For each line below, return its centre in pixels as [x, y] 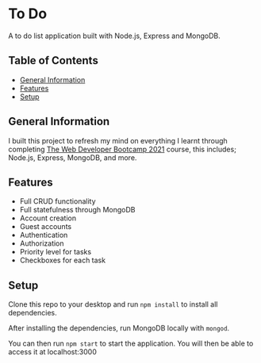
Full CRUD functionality [58, 201]
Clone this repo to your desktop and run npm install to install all [113, 304]
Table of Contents [54, 61]
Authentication [44, 235]
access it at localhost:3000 [53, 352]
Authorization [42, 243]
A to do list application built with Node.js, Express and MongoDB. [114, 36]
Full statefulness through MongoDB [78, 210]
